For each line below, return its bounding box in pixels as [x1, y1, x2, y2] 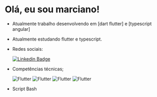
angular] [12, 26, 30, 32]
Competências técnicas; [12, 66, 64, 72]
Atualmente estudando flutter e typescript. [12, 36, 102, 42]
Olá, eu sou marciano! [5, 4, 100, 15]
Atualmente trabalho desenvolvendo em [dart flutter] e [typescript [12, 21, 152, 27]
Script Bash [12, 86, 37, 92]
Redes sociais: [12, 46, 43, 52]
